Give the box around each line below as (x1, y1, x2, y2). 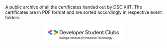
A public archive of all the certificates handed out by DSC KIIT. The (5, 4, 143, 10)
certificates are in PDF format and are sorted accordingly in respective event (5, 9, 162, 15)
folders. (5, 15, 21, 20)
